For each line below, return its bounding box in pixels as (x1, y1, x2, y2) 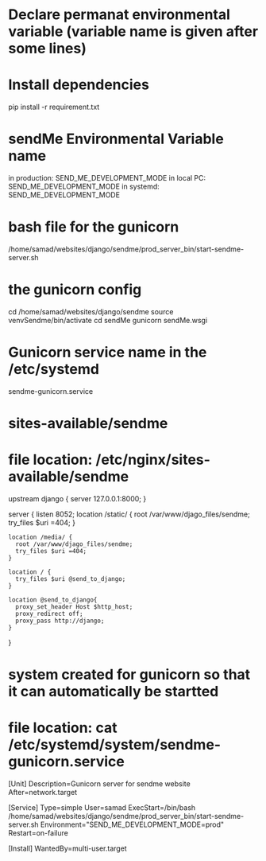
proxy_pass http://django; (15, 617, 105, 625)
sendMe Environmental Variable (8, 130, 224, 148)
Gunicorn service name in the (8, 344, 207, 361)
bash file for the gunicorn (8, 218, 179, 236)
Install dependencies (8, 76, 149, 94)
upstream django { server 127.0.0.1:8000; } (8, 494, 147, 503)
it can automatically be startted (8, 683, 219, 701)
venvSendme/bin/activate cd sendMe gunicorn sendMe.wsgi (8, 315, 208, 325)
